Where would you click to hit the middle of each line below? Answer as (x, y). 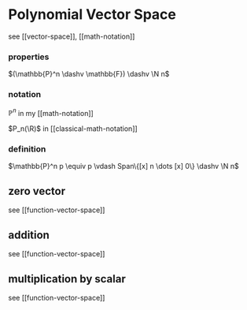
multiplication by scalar (67, 279)
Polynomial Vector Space (92, 15)
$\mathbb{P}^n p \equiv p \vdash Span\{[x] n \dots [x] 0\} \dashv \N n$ (124, 166)
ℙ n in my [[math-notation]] (51, 112)
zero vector (37, 191)
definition (27, 149)
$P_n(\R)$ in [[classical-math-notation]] (73, 129)
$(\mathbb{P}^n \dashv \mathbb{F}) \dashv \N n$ (89, 74)
